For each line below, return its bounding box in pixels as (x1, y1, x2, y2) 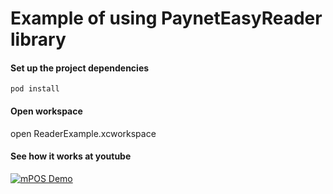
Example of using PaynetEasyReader (10, 7, 323, 30)
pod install (10, 84, 60, 94)
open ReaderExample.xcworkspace (10, 127, 157, 139)
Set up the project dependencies (10, 62, 150, 74)
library (10, 28, 67, 51)
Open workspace (10, 105, 83, 117)
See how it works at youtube (10, 150, 132, 162)
